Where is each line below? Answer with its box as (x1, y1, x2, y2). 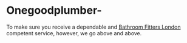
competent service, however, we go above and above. (6, 29, 142, 36)
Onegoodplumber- (6, 4, 102, 17)
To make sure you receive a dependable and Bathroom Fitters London (6, 23, 181, 30)
